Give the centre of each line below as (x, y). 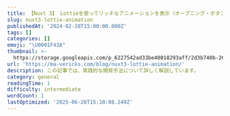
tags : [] (20, 32)
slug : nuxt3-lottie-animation (50, 20)
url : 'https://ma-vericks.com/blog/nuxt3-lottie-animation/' (96, 64)
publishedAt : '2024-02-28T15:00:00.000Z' (67, 26)
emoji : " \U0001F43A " (37, 45)
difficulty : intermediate (44, 89)
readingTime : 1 (29, 83)
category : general (33, 77)
